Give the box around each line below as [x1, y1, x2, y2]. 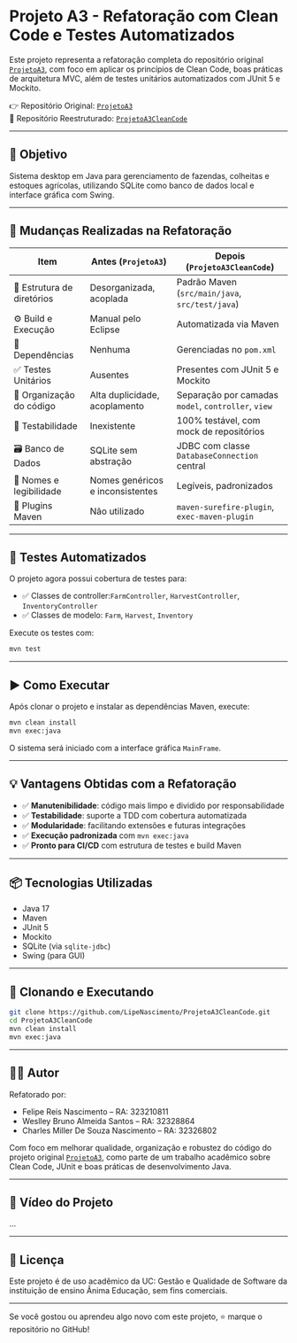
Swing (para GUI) [21, 951, 86, 961]
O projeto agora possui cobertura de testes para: [9, 573, 187, 584]
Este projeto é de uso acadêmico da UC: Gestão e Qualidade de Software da [9, 1276, 288, 1286]
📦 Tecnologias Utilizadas [9, 875, 153, 891]
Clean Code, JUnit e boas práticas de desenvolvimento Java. [9, 1161, 232, 1171]
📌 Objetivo [9, 147, 68, 162]
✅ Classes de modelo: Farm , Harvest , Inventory [21, 609, 194, 621]
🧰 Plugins [13, 499, 53, 511]
